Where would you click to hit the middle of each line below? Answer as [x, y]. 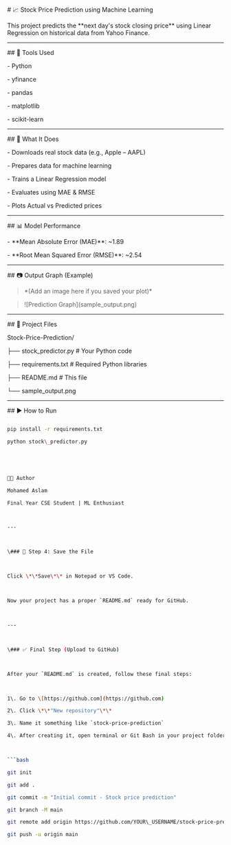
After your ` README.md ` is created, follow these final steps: [100, 674]
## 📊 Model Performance [44, 226]
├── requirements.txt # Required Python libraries [77, 364]
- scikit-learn [25, 119]
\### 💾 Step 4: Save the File [51, 552]
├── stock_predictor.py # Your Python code [70, 351]
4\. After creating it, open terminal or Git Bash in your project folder [117, 736]
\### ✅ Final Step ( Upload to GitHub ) [63, 649]
